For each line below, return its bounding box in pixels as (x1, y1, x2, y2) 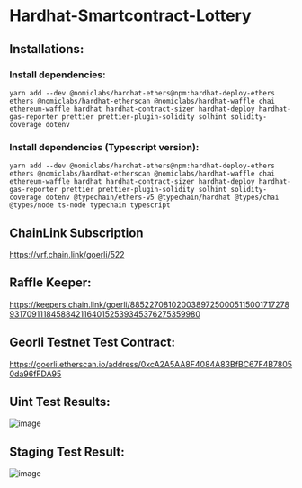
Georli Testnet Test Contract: (9, 335, 175, 350)
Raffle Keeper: (9, 276, 92, 291)
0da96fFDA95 (9, 368, 62, 379)
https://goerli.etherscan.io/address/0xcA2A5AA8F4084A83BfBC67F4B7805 (9, 358, 293, 369)
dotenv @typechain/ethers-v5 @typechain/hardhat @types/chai (45, 193, 280, 203)
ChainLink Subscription (9, 225, 144, 240)
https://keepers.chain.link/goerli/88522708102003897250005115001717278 (9, 299, 290, 310)
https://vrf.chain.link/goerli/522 (9, 249, 125, 259)
